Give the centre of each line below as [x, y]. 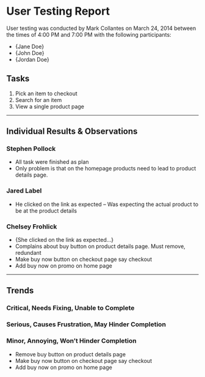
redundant [28, 253]
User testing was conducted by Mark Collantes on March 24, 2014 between [101, 28]
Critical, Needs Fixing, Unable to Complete [70, 308]
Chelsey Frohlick [32, 226]
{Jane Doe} [30, 46]
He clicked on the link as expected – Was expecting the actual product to [107, 204]
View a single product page [49, 106]
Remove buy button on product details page [70, 354]
